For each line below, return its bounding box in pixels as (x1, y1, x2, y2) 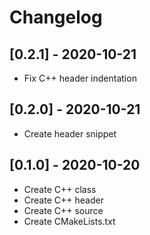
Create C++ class (23, 183, 97, 195)
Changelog (9, 6, 103, 29)
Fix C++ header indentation (23, 72, 137, 84)
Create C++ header (23, 194, 104, 206)
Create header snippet (23, 127, 117, 140)
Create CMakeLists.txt (23, 215, 116, 227)
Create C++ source (23, 204, 104, 216)
